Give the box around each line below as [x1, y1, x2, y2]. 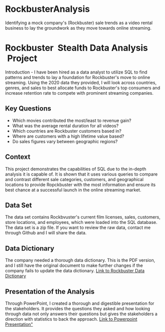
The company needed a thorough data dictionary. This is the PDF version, [5, 258, 156, 263]
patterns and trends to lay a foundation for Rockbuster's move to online [5, 74, 151, 80]
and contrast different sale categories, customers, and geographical [5, 176, 144, 182]
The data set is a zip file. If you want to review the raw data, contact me [5, 224, 151, 230]
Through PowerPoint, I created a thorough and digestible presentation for [5, 300, 155, 306]
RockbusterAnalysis [5, 3, 90, 15]
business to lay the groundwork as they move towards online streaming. [5, 25, 152, 31]
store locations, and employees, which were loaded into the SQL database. [5, 220, 158, 225]
